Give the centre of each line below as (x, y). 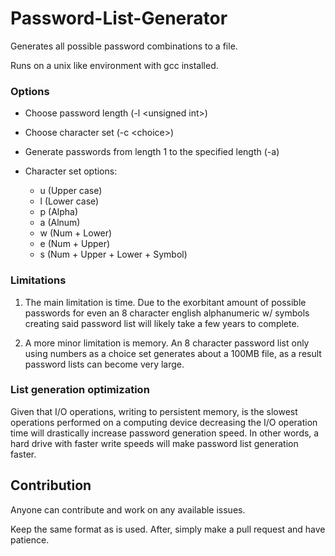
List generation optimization (80, 390)
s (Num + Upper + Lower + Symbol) (113, 254)
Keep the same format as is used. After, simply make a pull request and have (168, 529)
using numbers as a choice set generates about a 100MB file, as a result (173, 353)
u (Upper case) (71, 191)
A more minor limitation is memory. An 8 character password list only (167, 343)
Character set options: (71, 171)
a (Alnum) (60, 223)
